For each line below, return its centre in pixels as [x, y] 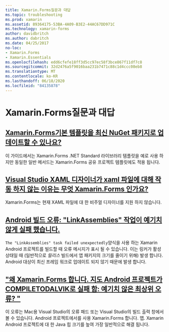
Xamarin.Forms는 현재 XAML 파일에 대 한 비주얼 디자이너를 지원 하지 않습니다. [83, 202]
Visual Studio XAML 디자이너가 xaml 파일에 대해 [79, 179]
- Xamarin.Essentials [28, 57]
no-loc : [13, 48]
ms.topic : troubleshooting [34, 15]
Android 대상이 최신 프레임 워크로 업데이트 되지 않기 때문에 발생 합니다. [76, 262]
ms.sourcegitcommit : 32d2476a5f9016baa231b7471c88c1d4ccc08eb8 [74, 67]
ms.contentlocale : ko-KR [32, 76]
